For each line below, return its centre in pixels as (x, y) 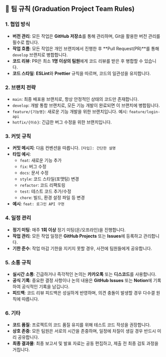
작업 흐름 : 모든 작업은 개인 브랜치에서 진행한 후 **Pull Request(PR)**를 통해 (86, 48)
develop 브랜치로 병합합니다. (40, 55)
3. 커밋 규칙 (18, 136)
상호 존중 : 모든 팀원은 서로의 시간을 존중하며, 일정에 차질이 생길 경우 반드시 (84, 331)
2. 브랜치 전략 (21, 87)
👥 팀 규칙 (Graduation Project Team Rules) (70, 9)
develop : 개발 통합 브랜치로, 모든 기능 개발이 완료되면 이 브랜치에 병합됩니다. (86, 105)
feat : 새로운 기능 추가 (41, 160)
